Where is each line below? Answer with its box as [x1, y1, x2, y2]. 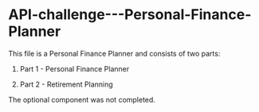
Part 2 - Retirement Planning [19, 79, 113, 89]
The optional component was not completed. [8, 95, 155, 104]
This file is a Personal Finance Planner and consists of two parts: [8, 48, 221, 58]
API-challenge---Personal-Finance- [8, 6, 252, 24]
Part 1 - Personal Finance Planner [19, 64, 130, 73]
